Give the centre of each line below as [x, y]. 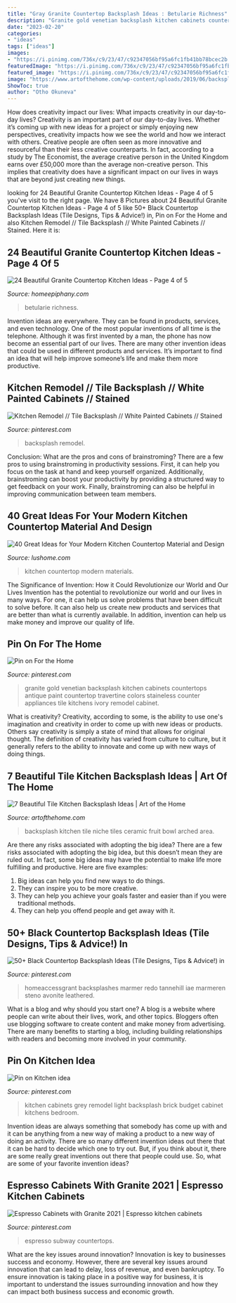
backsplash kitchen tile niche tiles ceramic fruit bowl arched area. [119, 831]
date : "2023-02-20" [36, 27]
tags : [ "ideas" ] [31, 46]
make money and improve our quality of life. [71, 622]
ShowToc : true [28, 86]
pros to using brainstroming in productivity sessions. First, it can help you [113, 464]
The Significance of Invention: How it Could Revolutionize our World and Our [118, 584]
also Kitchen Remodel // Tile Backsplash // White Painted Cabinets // [106, 223]
